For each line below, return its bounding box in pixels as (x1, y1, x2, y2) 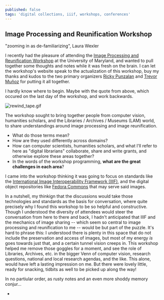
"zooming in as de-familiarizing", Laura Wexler (5, 43, 99, 49)
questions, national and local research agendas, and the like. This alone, (5, 256, 151, 262)
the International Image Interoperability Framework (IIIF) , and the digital (5, 179, 149, 184)
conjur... (5, 281, 22, 287)
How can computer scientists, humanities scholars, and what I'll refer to (12, 143, 157, 149)
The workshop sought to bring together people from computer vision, (5, 113, 146, 119)
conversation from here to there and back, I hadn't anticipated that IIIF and (5, 214, 156, 220)
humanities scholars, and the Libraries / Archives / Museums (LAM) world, (5, 118, 155, 123)
